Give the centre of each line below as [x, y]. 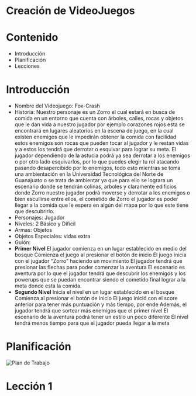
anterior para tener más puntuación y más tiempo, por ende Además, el [101, 304]
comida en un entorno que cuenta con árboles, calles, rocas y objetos [99, 119]
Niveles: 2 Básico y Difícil [45, 224]
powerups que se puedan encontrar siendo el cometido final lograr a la [100, 280]
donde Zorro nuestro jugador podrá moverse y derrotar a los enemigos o [102, 193]
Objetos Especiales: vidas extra [52, 236]
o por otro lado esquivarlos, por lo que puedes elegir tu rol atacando [97, 162]
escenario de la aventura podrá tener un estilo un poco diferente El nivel [102, 317]
